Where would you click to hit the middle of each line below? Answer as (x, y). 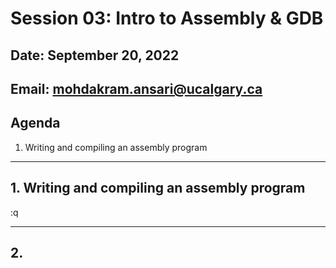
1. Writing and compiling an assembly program (158, 188)
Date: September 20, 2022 (95, 55)
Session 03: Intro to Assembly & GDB (167, 18)
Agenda (35, 123)
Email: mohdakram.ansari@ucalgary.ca (136, 88)
